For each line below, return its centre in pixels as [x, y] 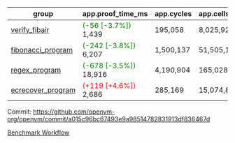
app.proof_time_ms [115, 14]
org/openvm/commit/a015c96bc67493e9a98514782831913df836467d [109, 119]
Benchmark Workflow [38, 133]
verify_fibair [30, 30]
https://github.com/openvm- [74, 112]
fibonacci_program [42, 50]
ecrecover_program [43, 90]
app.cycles [173, 14]
